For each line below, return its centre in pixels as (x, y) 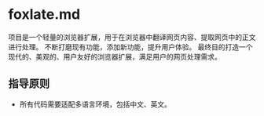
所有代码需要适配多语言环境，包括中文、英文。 (95, 104)
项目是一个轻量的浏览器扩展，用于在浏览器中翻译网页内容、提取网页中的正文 (132, 37)
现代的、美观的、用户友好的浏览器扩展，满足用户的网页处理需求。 (115, 56)
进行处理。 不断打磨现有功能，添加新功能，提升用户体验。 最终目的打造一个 (130, 47)
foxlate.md (44, 14)
